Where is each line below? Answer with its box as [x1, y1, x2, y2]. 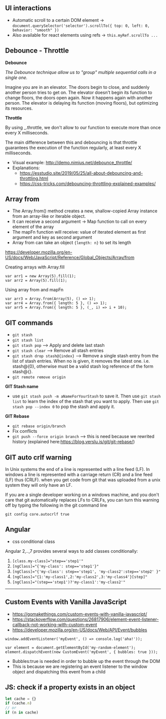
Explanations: [12, 165, 40, 171]
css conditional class [12, 538, 55, 544]
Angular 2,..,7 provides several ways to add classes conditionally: [5, 548, 138, 554]
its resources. [5, 105, 33, 111]
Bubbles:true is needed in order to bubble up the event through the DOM [12, 658, 161, 664]
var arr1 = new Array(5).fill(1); [5, 274, 77, 279]
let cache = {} [5, 696, 37, 701]
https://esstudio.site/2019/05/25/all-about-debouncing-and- [19, 170, 143, 176]
